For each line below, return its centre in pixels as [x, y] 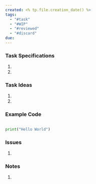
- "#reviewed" [24, 29]
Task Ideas [19, 85]
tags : [11, 15]
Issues [14, 142]
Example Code [23, 114]
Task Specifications [30, 55]
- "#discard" [23, 33]
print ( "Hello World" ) [28, 129]
